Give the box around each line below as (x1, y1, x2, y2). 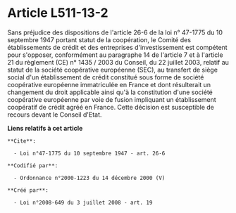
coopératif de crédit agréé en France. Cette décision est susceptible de (7, 103, 215, 111)
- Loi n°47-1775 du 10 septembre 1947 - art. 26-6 (13, 150, 166, 157)
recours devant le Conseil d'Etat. (7, 110, 102, 119)
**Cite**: (7, 137, 37, 145)
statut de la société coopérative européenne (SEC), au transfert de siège (7, 65, 218, 74)
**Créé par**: (7, 186, 49, 194)
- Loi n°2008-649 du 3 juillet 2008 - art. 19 (13, 199, 153, 206)
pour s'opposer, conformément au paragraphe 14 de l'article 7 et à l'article (7, 51, 223, 59)
